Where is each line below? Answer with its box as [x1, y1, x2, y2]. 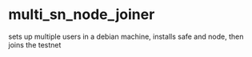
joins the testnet [8, 40, 62, 49]
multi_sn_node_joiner [8, 6, 155, 24]
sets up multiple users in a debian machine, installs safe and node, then [8, 32, 244, 41]
